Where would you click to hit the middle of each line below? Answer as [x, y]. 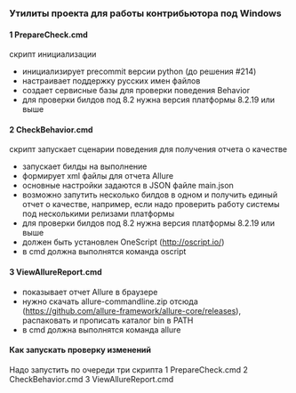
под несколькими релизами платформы [98, 214]
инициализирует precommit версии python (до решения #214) [139, 72]
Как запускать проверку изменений [80, 350]
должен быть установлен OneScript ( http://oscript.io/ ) [123, 242]
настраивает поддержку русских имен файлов [111, 81]
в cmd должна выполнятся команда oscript [104, 252]
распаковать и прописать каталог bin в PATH [108, 320]
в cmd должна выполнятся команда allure [101, 329]
